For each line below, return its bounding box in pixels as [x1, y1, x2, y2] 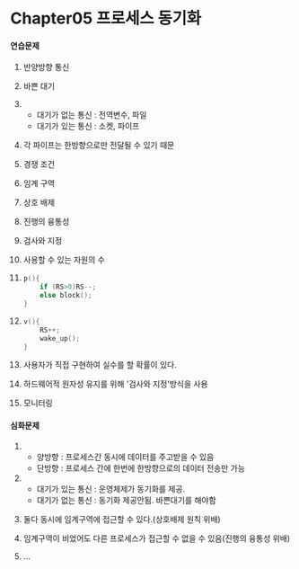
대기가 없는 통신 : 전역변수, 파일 [36, 110, 147, 120]
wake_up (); [40, 333, 81, 342]
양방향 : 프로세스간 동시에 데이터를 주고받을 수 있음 [36, 451, 215, 462]
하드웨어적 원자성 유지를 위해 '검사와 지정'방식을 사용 [22, 378, 209, 389]
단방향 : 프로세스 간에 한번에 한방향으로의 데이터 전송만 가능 [36, 462, 246, 473]
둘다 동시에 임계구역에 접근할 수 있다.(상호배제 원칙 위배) [22, 513, 221, 524]
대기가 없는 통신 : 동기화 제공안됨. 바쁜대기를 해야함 [36, 494, 216, 505]
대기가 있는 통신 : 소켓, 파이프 [36, 120, 140, 131]
